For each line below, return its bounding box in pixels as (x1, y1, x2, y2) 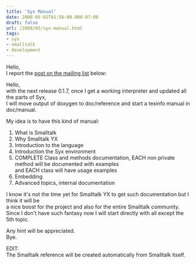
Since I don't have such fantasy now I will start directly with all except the (6, 209, 184, 216)
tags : (6, 31, 19, 37)
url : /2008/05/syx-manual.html (6, 25, 83, 31)
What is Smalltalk (14, 129, 57, 136)
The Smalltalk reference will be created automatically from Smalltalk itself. (6, 251, 185, 258)
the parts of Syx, (6, 93, 46, 100)
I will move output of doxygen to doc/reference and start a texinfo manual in (6, 100, 190, 107)
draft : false (6, 19, 38, 25)
